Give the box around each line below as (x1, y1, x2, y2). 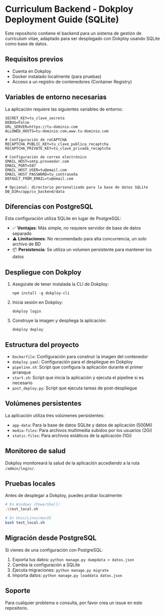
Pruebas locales (5, 480, 55, 488)
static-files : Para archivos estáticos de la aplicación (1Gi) (12, 432, 132, 438)
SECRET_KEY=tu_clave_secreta (5, 115, 65, 120)
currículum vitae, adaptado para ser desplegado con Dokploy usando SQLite (5, 36, 160, 41)
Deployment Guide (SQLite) (5, 14, 119, 25)
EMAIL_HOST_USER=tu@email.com (5, 167, 67, 172)
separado (12, 231, 32, 236)
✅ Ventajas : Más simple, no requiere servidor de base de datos (12, 225, 141, 231)
